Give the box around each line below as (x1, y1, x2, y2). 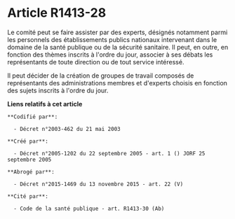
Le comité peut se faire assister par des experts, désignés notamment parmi (7, 28, 228, 36)
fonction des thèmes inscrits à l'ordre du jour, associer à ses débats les (7, 50, 213, 59)
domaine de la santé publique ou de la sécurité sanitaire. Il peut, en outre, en (7, 43, 229, 51)
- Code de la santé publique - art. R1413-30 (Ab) (13, 205, 165, 212)
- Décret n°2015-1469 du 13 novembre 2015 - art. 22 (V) (13, 181, 184, 188)
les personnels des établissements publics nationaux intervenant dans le (7, 35, 217, 43)
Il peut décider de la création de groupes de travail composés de (7, 71, 194, 80)
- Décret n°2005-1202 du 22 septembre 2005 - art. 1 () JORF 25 (13, 150, 206, 157)
